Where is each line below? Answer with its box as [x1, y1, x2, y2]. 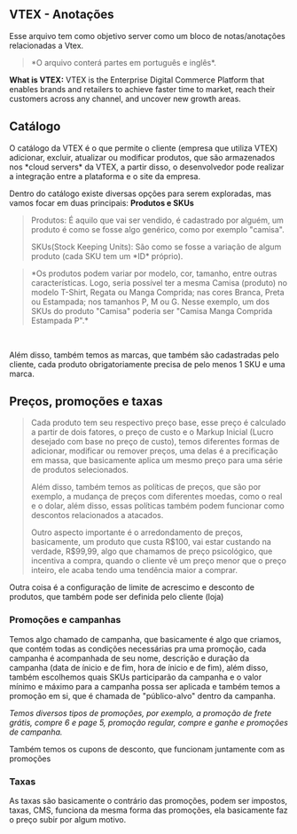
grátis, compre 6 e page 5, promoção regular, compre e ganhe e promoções [9, 717, 288, 728]
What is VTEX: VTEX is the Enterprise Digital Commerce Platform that [9, 75, 265, 85]
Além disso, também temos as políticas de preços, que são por [30, 482, 262, 492]
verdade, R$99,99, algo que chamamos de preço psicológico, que [30, 546, 273, 557]
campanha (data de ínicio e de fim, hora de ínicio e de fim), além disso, [9, 662, 269, 673]
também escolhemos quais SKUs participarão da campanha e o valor [9, 672, 262, 682]
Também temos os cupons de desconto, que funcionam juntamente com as [9, 744, 285, 754]
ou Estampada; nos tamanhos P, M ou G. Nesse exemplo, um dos [30, 296, 270, 307]
